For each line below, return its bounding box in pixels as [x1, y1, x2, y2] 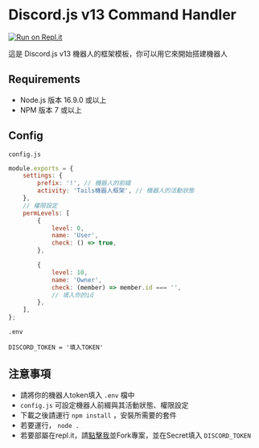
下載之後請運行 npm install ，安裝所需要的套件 [19, 410, 177, 420]
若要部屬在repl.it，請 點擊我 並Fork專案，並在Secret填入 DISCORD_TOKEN [19, 430, 252, 440]
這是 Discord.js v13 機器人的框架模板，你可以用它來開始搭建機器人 [8, 48, 228, 58]
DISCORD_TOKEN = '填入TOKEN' [8, 343, 104, 351]
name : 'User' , [51, 232, 99, 240]
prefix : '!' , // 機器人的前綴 [37, 179, 131, 187]
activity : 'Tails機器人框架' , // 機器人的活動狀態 [37, 187, 195, 195]
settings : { [23, 171, 63, 180]
